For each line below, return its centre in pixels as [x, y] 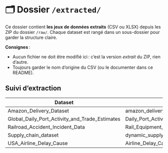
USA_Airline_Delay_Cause [38, 143]
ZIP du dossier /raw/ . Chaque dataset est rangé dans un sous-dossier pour [82, 32]
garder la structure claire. [31, 37]
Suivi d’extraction [33, 88]
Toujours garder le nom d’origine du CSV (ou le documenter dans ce [83, 67]
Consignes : [18, 47]
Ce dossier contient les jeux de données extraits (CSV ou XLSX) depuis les [83, 27]
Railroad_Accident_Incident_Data [46, 127]
